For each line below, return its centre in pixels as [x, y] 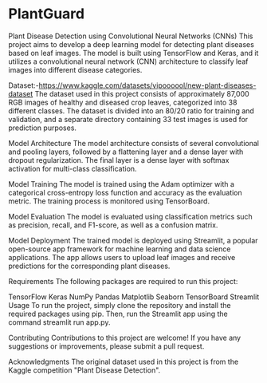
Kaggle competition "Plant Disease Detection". [84, 370]
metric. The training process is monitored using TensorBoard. [109, 201]
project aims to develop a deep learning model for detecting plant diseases [132, 44]
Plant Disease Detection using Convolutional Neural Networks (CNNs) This [131, 36]
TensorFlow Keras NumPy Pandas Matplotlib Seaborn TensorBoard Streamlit [134, 297]
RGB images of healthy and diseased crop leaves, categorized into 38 [123, 102]
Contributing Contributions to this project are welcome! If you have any [125, 338]
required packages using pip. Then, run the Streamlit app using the [118, 314]
